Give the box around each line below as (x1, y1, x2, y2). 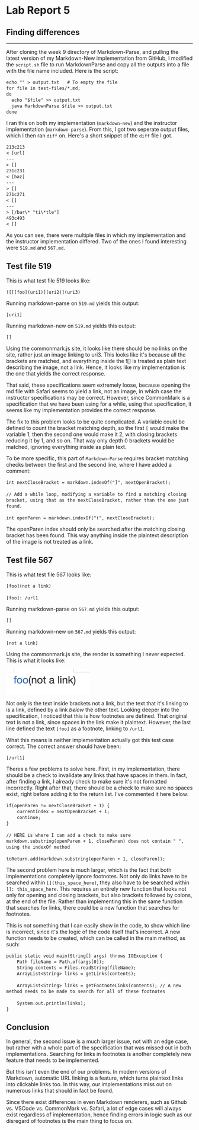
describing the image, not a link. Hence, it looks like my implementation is (6, 364, 185, 371)
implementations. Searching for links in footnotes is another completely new (6, 1051, 192, 1058)
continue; (17, 814, 41, 820)
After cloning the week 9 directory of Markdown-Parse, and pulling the (6, 49, 179, 55)
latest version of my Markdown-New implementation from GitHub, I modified (6, 54, 193, 62)
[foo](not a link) (6, 583, 52, 589)
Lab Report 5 (6, 4, 70, 17)
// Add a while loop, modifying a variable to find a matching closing (6, 491, 187, 497)
